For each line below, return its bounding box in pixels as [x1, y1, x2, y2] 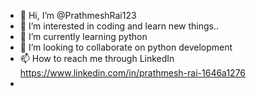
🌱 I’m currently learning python [19, 31, 148, 42]
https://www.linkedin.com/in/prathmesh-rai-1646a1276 [19, 67, 247, 79]
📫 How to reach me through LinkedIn [19, 53, 175, 64]
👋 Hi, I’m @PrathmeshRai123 [19, 10, 137, 21]
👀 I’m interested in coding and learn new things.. [19, 20, 219, 32]
